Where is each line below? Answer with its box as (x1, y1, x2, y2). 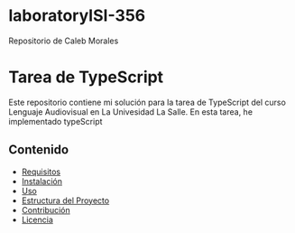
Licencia (21, 214, 53, 225)
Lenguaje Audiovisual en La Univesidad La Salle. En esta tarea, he (8, 106, 254, 117)
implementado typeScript (8, 116, 103, 126)
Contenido (8, 142, 69, 158)
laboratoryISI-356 (8, 5, 146, 26)
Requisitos (21, 166, 61, 177)
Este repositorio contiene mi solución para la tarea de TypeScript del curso (8, 97, 286, 107)
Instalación (21, 175, 63, 186)
